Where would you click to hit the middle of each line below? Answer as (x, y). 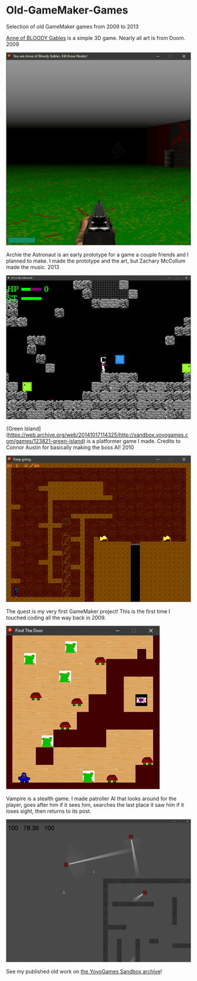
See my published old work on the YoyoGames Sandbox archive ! (84, 971)
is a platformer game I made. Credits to (134, 441)
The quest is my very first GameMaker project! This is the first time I (88, 611)
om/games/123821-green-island (45, 441)
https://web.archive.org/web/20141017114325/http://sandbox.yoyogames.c (98, 435)
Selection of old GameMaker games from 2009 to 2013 (72, 26)
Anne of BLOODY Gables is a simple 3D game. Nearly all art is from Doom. (96, 38)
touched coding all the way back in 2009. (56, 617)
